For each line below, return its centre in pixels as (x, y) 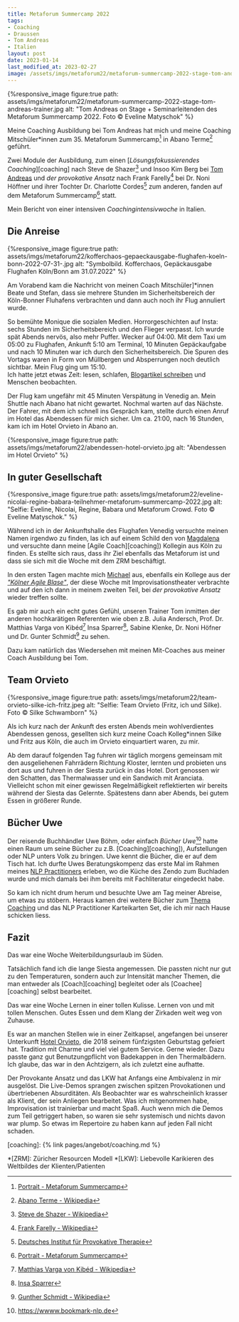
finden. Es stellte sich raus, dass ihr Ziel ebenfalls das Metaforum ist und (114, 554)
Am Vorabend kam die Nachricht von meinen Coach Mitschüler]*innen (111, 285)
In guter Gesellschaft (55, 477)
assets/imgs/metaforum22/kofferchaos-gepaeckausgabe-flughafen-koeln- (117, 256)
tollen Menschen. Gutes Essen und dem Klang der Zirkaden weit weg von (115, 1012)
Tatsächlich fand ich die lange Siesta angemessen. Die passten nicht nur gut (119, 968)
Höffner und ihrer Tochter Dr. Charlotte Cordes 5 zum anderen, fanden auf (115, 186)
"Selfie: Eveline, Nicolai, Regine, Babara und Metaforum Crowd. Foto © (111, 509)
